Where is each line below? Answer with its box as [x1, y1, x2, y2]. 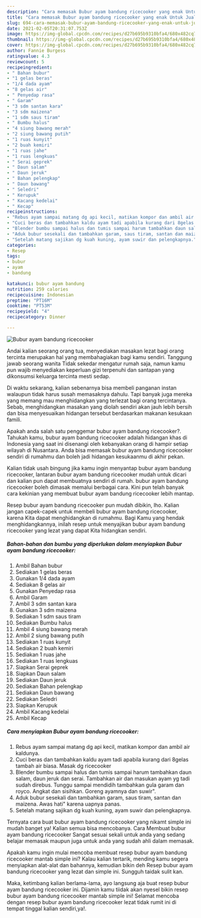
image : [7, 31, 23, 37]
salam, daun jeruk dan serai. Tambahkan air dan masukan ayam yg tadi [15, 775, 190, 782]
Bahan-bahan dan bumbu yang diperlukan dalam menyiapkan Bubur [7, 540, 183, 547]
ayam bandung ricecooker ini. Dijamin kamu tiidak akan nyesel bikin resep [7, 886, 188, 893]
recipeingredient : [7, 64, 52, 71]
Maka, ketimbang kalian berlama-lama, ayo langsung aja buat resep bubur [7, 879, 189, 886]
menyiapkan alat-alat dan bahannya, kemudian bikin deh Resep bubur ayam [7, 861, 193, 868]
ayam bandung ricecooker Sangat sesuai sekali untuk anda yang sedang [7, 831, 185, 838]
